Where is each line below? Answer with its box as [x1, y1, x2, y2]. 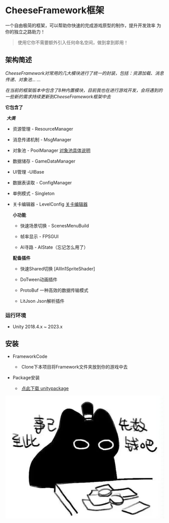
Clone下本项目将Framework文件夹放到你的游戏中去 [21, 364, 128, 370]
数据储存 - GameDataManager [12, 158, 76, 164]
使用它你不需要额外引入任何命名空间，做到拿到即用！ [17, 39, 129, 46]
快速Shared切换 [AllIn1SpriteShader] [20, 265, 95, 271]
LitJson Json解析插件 [20, 298, 65, 304]
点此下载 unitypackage [21, 385, 69, 391]
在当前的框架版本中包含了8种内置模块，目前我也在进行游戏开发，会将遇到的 [5, 87, 163, 93]
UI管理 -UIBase [12, 169, 44, 175]
